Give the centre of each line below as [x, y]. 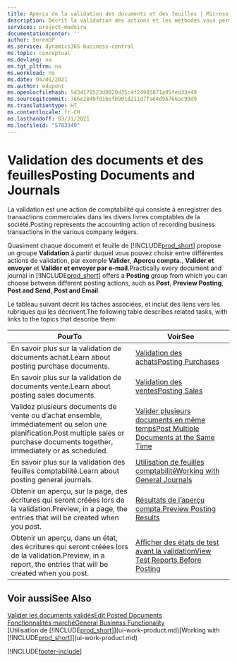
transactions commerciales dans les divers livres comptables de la [104, 217]
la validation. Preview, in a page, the [69, 509]
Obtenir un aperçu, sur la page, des [69, 491]
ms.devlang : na [30, 60]
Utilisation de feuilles [170, 462]
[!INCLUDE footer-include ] [45, 651]
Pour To [70, 337]
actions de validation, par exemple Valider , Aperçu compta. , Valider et [111, 261]
